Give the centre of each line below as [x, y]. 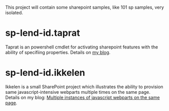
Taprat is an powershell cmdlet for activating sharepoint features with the [82, 47]
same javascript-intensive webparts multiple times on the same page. [78, 92]
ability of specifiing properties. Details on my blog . [58, 52]
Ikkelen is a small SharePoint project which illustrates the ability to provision [84, 87]
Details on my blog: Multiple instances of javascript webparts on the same [82, 97]
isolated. [14, 13]
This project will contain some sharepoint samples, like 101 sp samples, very [84, 7]
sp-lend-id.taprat [43, 33]
